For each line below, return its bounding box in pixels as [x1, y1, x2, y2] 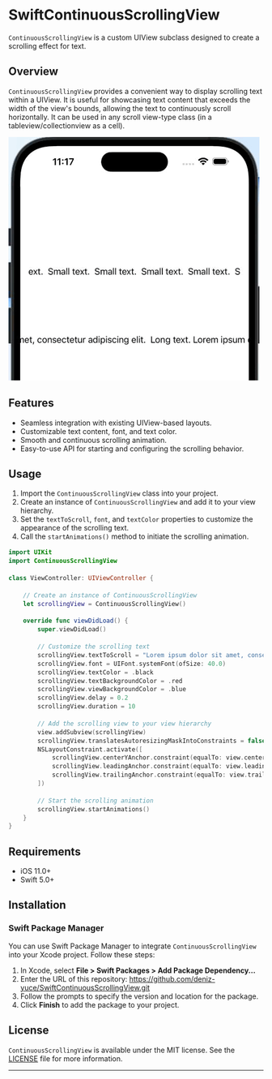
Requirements [8, 845, 81, 858]
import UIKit [8, 548, 53, 557]
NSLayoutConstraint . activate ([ [37, 745, 143, 754]
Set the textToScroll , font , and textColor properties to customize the [19, 514, 253, 524]
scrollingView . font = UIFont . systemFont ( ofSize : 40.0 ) [37, 660, 227, 668]
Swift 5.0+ [19, 875, 55, 885]
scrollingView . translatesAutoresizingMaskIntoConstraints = [37, 737, 244, 745]
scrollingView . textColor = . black [37, 668, 154, 677]
